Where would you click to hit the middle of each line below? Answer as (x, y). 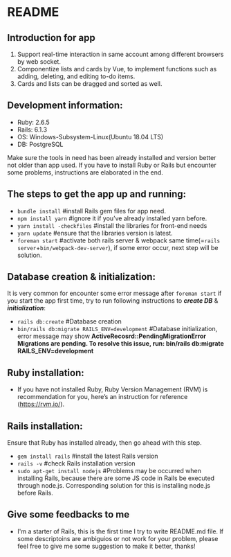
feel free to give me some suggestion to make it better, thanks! (106, 546)
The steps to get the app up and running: (97, 194)
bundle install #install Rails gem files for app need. (91, 211)
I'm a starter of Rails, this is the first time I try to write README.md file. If (120, 531)
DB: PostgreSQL (40, 144)
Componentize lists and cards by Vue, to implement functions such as (117, 69)
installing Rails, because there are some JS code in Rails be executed (116, 478)
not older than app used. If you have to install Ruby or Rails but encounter (112, 165)
